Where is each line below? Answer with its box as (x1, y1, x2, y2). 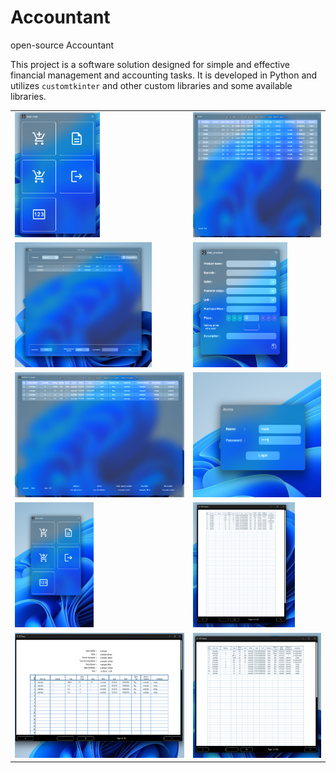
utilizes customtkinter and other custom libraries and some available (10, 79, 293, 91)
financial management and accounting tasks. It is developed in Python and (10, 69, 318, 81)
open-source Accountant (10, 39, 114, 51)
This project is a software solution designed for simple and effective (10, 58, 291, 70)
